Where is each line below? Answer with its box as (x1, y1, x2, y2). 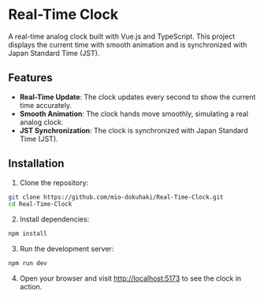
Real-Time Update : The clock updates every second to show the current (19, 92, 256, 102)
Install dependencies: (19, 214, 90, 224)
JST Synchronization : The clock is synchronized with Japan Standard (19, 125, 248, 135)
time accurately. (19, 100, 73, 110)
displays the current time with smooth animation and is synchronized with (8, 39, 247, 49)
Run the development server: (19, 244, 114, 254)
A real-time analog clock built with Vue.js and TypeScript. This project (8, 32, 235, 41)
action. (19, 282, 43, 292)
